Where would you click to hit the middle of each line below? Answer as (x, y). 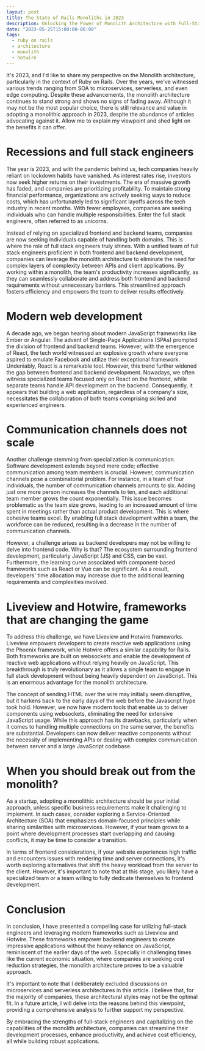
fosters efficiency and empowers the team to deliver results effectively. (95, 291)
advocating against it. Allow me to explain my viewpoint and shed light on (99, 121)
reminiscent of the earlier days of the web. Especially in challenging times (99, 952)
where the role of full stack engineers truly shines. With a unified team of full (103, 246)
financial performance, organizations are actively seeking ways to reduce (99, 195)
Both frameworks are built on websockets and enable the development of (99, 656)
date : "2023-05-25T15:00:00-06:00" (52, 29)
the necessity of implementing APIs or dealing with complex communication (102, 740)
